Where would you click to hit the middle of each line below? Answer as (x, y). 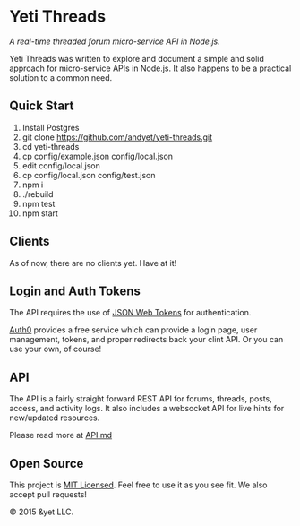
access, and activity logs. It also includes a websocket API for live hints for (147, 409)
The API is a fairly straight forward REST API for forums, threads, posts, (141, 399)
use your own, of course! (56, 349)
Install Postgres (51, 127)
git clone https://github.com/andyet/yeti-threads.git (117, 137)
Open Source (47, 463)
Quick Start (42, 106)
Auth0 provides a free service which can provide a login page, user (133, 330)
